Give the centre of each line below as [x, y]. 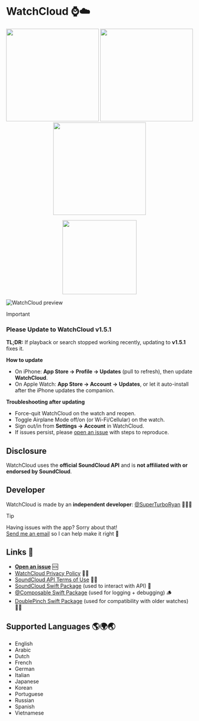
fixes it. [15, 349]
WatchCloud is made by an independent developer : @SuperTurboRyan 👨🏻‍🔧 [99, 504]
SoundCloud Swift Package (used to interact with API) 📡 [83, 586]
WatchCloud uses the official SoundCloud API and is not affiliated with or [97, 465]
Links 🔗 [20, 552]
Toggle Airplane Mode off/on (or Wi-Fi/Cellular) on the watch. [90, 420]
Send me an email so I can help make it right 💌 [63, 533]
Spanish [25, 707]
